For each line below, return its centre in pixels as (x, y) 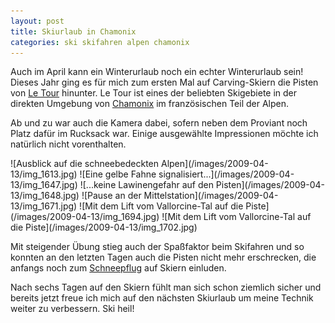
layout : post (37, 21)
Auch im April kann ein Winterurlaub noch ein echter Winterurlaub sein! (157, 72)
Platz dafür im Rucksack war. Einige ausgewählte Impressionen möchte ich (164, 134)
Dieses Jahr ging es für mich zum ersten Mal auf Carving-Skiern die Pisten (164, 82)
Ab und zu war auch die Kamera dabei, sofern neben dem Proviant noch (159, 123)
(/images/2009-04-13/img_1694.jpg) (85, 217)
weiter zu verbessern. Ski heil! (72, 309)
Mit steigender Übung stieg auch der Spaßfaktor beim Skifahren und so (157, 247)
